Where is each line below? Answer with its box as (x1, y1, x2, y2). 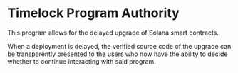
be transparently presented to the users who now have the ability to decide (7, 50, 228, 58)
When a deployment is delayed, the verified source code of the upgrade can (7, 42, 232, 50)
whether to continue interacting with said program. (7, 57, 157, 65)
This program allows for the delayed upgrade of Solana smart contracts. (7, 28, 219, 37)
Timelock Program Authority (7, 5, 180, 21)
